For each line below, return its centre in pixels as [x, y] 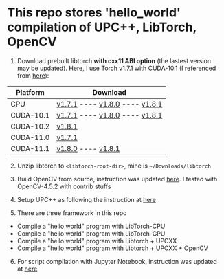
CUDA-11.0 [30, 137]
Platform [30, 92]
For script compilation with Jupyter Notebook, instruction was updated [117, 261]
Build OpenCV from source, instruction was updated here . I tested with [117, 179]
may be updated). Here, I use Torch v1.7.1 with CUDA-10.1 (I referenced [116, 68]
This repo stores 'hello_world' [94, 13]
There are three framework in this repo [72, 213]
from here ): [33, 75]
